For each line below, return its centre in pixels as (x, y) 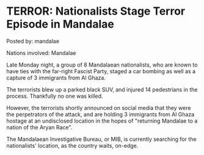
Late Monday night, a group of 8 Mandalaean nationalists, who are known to (102, 65)
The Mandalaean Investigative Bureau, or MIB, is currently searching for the (101, 139)
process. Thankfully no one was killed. (55, 96)
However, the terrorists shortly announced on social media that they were (99, 107)
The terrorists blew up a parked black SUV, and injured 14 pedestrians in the (102, 89)
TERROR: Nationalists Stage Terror (96, 11)
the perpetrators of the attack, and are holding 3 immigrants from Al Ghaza (100, 114)
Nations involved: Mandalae (41, 52)
